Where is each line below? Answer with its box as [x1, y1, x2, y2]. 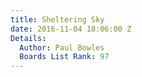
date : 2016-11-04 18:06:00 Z [10, 24, 132, 34]
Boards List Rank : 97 [19, 52, 110, 62]
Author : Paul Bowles [19, 42, 105, 53]
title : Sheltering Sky [10, 14, 105, 25]
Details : [10, 33, 47, 43]
